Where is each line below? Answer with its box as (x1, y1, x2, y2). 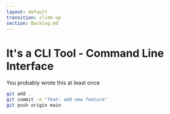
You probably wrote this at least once (6, 79, 101, 87)
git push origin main (6, 102, 62, 109)
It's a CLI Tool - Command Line (6, 46, 165, 60)
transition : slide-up (6, 15, 62, 21)
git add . (6, 91, 32, 97)
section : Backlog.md (6, 20, 59, 26)
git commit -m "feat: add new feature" (6, 96, 108, 103)
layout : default (6, 8, 48, 15)
